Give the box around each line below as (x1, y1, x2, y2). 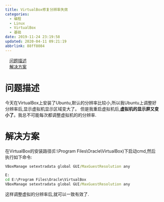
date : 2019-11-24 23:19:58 (5, 35, 60, 40)
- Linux (9, 21, 25, 26)
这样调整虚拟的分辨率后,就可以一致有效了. (5, 191, 90, 197)
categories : (5, 12, 29, 17)
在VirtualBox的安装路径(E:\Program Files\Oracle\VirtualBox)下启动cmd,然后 (5, 148, 156, 154)
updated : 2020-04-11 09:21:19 (5, 39, 67, 44)
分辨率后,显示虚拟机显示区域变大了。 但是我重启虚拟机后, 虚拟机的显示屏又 (5, 106, 155, 112)
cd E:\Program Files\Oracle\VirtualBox (5, 177, 87, 182)
